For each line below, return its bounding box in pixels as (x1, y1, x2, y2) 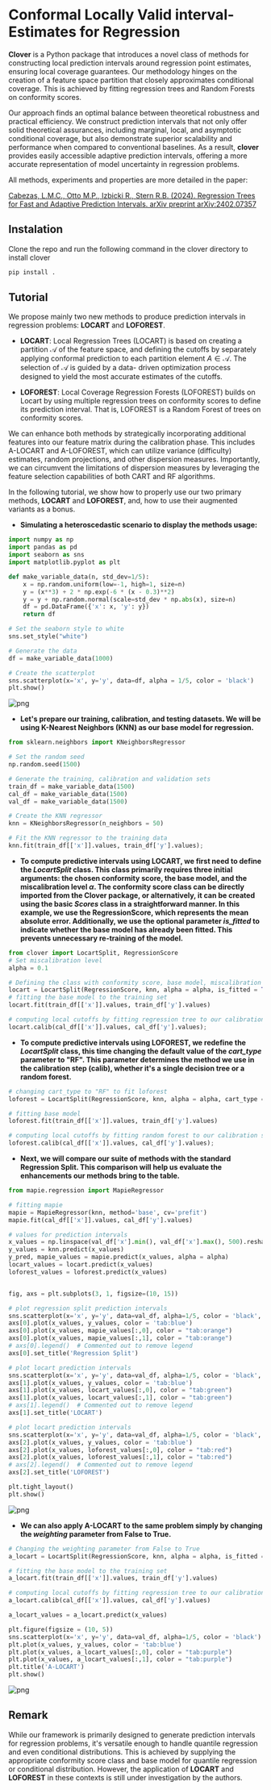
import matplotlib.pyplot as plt (8, 558, 121, 566)
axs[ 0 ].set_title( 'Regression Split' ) (8, 1349, 139, 1357)
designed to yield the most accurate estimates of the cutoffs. (19, 372, 223, 382)
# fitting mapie (8, 1200, 63, 1209)
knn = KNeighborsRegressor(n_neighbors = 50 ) (8, 820, 164, 828)
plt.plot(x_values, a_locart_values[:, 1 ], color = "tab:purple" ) (8, 1655, 232, 1663)
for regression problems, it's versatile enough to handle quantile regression (8, 1738, 258, 1748)
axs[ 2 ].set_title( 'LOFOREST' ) (8, 1468, 110, 1477)
